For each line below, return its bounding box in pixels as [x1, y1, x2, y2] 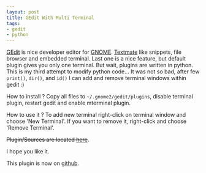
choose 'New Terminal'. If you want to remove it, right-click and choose [6, 117, 187, 125]
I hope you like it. [6, 148, 50, 155]
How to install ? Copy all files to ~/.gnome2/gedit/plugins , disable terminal [6, 93, 193, 100]
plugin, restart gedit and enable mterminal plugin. [6, 99, 131, 107]
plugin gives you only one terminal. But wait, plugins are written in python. [6, 62, 193, 69]
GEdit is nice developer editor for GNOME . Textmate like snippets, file [6, 48, 182, 56]
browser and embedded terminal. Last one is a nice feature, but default [6, 55, 186, 62]
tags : [6, 20, 20, 26]
